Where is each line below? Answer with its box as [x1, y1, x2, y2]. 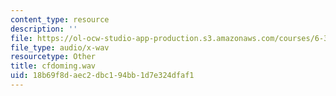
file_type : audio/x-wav [10, 42, 110, 53]
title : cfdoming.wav [10, 61, 97, 71]
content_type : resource [10, 14, 110, 25]
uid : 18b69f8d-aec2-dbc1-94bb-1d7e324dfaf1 [10, 71, 195, 81]
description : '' [10, 24, 78, 34]
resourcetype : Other [10, 52, 97, 62]
